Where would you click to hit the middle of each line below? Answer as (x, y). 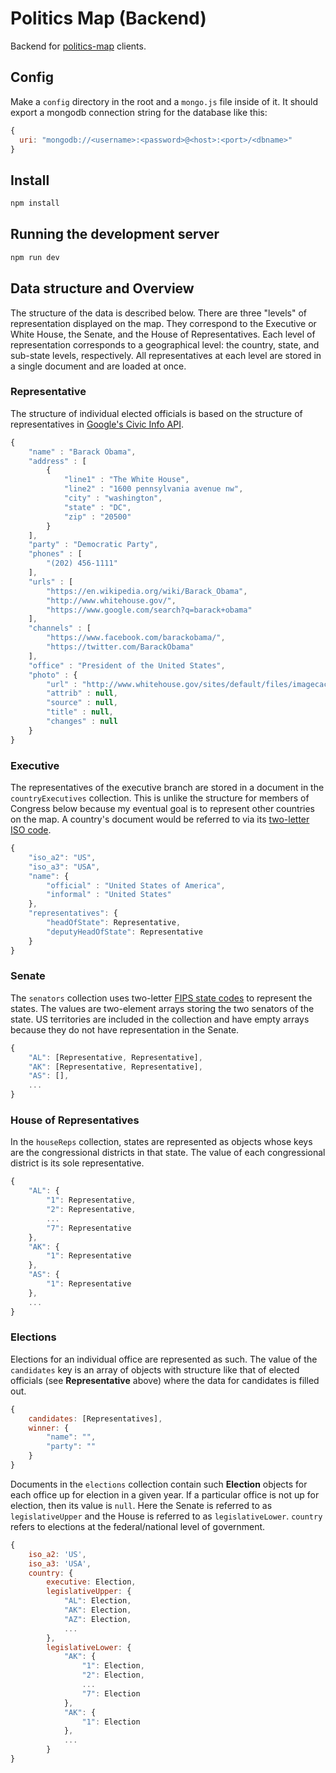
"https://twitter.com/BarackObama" (120, 647)
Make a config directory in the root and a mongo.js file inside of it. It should (164, 101)
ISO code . (31, 830)
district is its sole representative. (77, 1163)
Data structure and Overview (102, 288)
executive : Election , (91, 1582)
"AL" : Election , (97, 1601)
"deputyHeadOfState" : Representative (124, 932)
